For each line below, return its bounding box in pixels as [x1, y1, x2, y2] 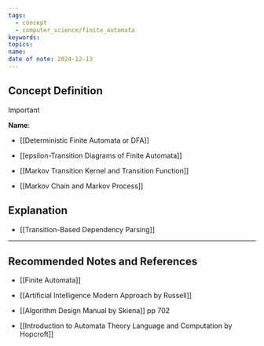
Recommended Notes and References [8, 254, 198, 268]
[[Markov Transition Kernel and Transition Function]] [19, 166, 189, 175]
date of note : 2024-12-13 [8, 56, 93, 64]
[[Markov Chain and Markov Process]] [19, 181, 144, 191]
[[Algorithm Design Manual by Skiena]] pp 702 [19, 306, 170, 315]
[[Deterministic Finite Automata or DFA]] [19, 135, 149, 145]
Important [8, 105, 40, 115]
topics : [8, 41, 34, 49]
